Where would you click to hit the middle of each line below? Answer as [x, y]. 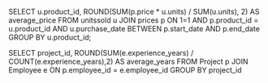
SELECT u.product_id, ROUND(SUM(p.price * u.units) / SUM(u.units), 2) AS [134, 12]
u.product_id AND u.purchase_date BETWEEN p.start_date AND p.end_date [134, 29]
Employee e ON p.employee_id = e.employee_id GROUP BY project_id [125, 70]
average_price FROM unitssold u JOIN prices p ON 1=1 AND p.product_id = [134, 20]
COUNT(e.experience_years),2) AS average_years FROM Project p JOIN [129, 61]
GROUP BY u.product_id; [50, 37]
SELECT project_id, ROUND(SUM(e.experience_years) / [101, 53]
